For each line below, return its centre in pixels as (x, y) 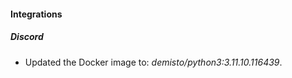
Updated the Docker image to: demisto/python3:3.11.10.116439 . (153, 62)
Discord (27, 37)
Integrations (36, 14)
